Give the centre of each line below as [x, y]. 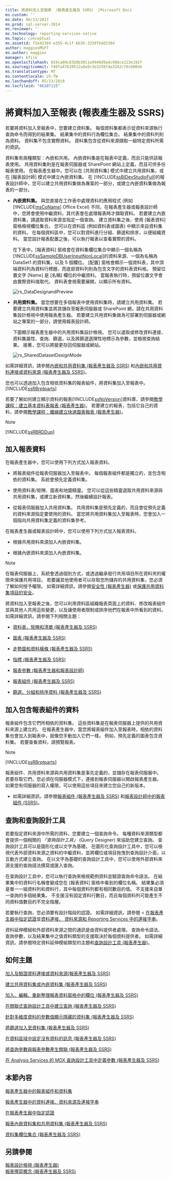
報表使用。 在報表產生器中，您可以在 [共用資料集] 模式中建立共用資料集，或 [85, 170]
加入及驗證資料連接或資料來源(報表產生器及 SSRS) [58, 973]
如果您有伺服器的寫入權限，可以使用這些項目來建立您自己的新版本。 [77, 785]
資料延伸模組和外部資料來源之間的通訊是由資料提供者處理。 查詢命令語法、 [84, 930]
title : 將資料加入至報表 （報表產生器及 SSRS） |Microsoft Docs [69, 10]
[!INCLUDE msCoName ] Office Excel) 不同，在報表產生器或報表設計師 [85, 207]
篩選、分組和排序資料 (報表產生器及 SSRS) [57, 692]
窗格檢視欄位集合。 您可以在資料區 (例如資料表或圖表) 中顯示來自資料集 [88, 226]
